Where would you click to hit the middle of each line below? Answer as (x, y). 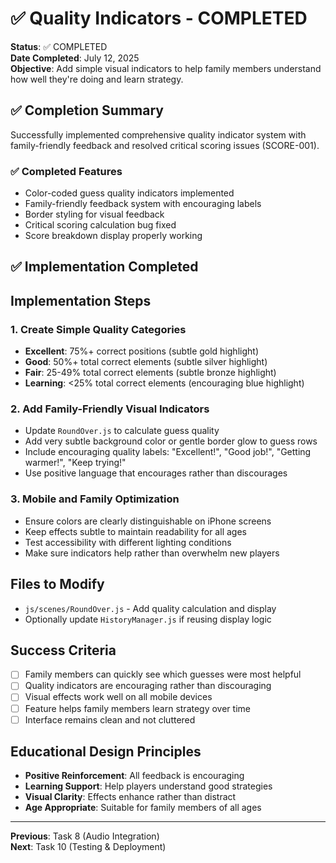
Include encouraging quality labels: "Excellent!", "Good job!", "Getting (168, 452)
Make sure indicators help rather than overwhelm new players (152, 553)
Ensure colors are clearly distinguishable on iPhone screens (148, 521)
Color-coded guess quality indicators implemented (129, 193)
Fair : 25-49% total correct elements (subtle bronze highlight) (150, 373)
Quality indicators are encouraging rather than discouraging (148, 686)
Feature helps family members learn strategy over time (137, 708)
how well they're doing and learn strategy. (97, 79)
